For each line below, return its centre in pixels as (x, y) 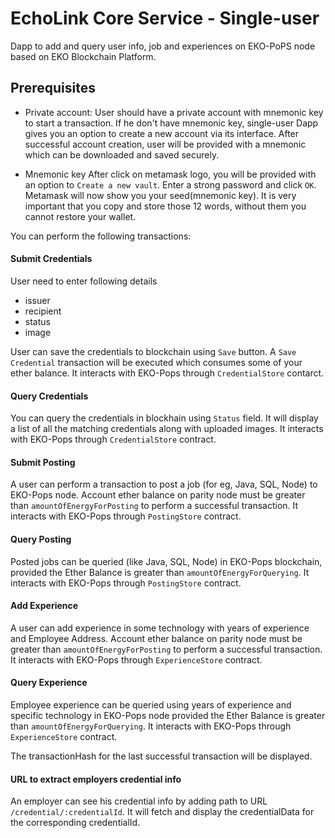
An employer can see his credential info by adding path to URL (139, 801)
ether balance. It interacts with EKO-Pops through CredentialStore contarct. (167, 373)
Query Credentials (49, 396)
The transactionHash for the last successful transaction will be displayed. (161, 756)
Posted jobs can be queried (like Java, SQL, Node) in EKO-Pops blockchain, (166, 561)
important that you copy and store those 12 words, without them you (165, 206)
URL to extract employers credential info (96, 779)
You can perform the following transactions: (101, 236)
